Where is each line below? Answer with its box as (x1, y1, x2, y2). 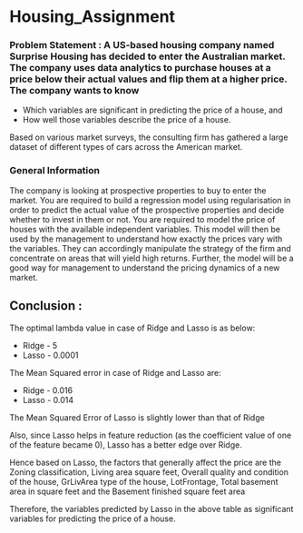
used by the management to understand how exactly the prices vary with (9, 233, 283, 244)
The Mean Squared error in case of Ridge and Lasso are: (9, 367, 222, 378)
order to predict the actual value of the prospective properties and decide (9, 204, 285, 215)
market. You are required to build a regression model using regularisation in (9, 194, 291, 205)
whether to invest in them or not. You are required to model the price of (9, 213, 276, 224)
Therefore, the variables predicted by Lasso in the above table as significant (9, 503, 294, 514)
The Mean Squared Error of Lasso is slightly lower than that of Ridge (9, 411, 265, 423)
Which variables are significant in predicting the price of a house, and (22, 104, 283, 115)
